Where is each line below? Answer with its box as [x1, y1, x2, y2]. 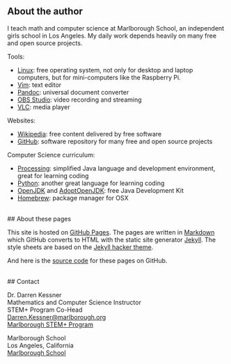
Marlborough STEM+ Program [7, 320, 94, 329]
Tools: [7, 52, 25, 61]
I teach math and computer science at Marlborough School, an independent [7, 24, 225, 32]
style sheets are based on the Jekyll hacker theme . [7, 243, 154, 251]
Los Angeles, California [7, 341, 74, 349]
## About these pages [7, 214, 72, 223]
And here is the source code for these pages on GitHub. [7, 256, 168, 264]
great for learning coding [17, 171, 89, 180]
